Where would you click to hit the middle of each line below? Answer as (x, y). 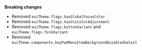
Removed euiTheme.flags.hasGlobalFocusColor (58, 16)
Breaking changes (23, 7)
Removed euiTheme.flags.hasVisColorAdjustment (60, 22)
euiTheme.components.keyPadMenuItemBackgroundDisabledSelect (74, 43)
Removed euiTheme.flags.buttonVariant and (56, 27)
